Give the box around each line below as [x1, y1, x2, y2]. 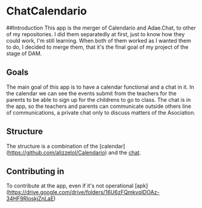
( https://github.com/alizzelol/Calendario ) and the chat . [6, 149, 142, 156]
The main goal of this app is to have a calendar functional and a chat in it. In [6, 83, 195, 90]
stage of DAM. [6, 49, 42, 57]
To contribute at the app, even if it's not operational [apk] [6, 182, 148, 189]
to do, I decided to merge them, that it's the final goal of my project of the [6, 43, 189, 51]
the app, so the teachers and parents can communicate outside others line [6, 102, 192, 110]
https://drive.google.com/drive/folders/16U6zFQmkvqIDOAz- [8, 189, 160, 196]
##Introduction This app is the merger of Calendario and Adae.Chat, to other [6, 24, 196, 31]
